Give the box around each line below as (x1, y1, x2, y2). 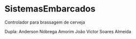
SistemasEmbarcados (4, 3, 96, 14)
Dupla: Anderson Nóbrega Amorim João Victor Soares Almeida (4, 28, 132, 34)
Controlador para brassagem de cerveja (4, 19, 85, 25)
